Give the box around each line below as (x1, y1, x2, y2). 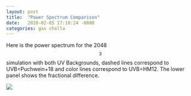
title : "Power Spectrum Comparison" (6, 14, 100, 20)
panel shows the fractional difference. (6, 72, 100, 79)
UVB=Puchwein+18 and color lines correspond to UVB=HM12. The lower (6, 66, 185, 73)
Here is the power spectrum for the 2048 (6, 42, 107, 49)
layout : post (6, 8, 39, 15)
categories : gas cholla (6, 25, 66, 32)
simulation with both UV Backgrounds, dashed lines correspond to (6, 59, 169, 66)
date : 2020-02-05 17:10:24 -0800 (6, 20, 95, 26)
